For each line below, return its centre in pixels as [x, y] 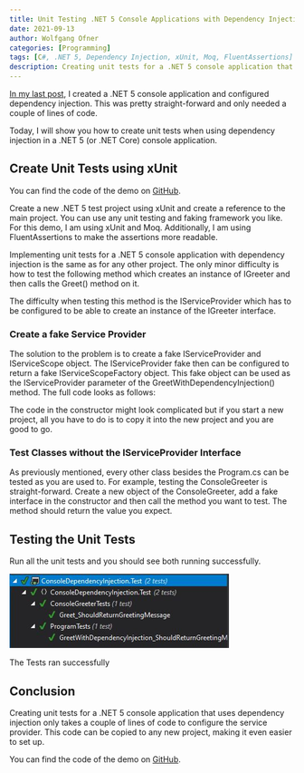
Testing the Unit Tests [72, 539]
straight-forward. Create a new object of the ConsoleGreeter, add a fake [144, 492]
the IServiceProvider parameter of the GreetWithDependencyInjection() [142, 383]
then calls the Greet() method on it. [75, 283]
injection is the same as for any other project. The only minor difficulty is [144, 264]
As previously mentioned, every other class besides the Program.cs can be [149, 472]
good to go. [31, 430]
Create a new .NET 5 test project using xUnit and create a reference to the [147, 208]
